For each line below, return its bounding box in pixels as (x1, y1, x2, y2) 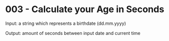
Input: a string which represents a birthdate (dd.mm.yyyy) (5, 20, 126, 26)
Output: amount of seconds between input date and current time (5, 30, 141, 36)
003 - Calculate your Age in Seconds (5, 4, 164, 15)
